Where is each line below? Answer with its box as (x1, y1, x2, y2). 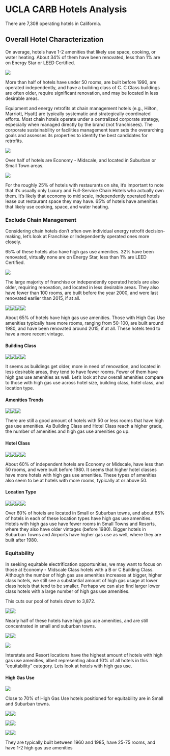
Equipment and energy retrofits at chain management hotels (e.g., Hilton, (5, 105, 158, 111)
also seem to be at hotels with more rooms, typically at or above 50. (5, 477, 148, 483)
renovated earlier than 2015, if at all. (5, 295, 80, 301)
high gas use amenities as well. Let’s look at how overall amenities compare (5, 374, 164, 380)
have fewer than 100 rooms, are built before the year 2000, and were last (5, 290, 158, 296)
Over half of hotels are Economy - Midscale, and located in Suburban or (5, 157, 156, 163)
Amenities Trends (5, 397, 44, 403)
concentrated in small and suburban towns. (5, 623, 96, 629)
